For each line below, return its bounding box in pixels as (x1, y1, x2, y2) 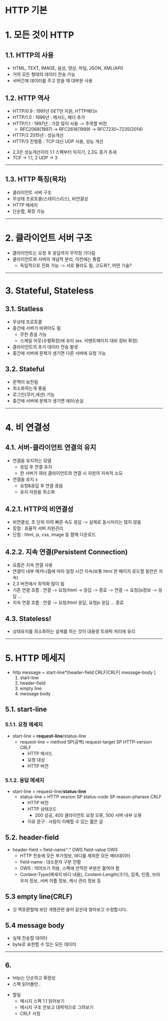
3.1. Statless (5, 305, 43, 313)
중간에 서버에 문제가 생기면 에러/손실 (12, 397, 84, 403)
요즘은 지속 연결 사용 (12, 562, 53, 568)
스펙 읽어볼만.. (12, 981, 41, 987)
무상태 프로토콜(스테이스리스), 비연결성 (12, 195, 88, 201)
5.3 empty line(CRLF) (5, 893, 72, 901)
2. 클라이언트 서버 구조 (5, 233, 92, 244)
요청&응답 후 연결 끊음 (19, 482, 63, 489)
